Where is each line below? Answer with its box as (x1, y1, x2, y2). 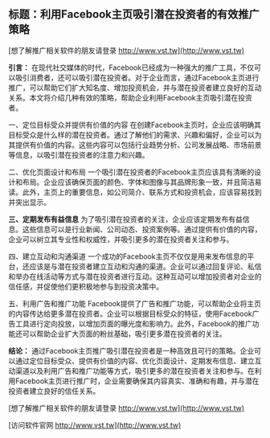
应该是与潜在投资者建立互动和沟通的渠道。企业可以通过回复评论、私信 (29, 261, 262, 271)
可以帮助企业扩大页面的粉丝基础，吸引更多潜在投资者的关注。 (22, 329, 227, 338)
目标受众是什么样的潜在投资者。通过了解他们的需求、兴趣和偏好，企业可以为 (8, 129, 262, 139)
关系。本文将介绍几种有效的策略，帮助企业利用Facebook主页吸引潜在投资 (8, 92, 252, 102)
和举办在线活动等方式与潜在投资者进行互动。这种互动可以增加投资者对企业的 (8, 272, 262, 281)
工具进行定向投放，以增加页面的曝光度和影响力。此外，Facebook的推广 (14, 318, 252, 328)
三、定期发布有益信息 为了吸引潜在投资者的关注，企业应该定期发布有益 (8, 214, 243, 223)
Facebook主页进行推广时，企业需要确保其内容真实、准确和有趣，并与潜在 (14, 376, 260, 386)
